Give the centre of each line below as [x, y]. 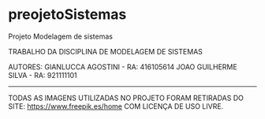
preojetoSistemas [67, 15]
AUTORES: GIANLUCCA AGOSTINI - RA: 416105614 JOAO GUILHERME [123, 67]
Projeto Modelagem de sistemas [60, 36]
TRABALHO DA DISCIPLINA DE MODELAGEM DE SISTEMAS [106, 51]
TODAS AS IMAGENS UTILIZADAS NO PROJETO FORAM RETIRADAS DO [126, 98]
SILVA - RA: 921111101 [43, 75]
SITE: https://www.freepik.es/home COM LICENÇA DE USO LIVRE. [116, 106]
